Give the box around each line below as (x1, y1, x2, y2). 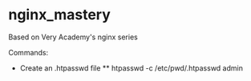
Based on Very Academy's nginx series (8, 32, 138, 42)
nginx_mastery (8, 6, 111, 24)
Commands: (8, 47, 49, 57)
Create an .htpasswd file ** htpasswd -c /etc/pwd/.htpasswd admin (19, 63, 243, 73)
